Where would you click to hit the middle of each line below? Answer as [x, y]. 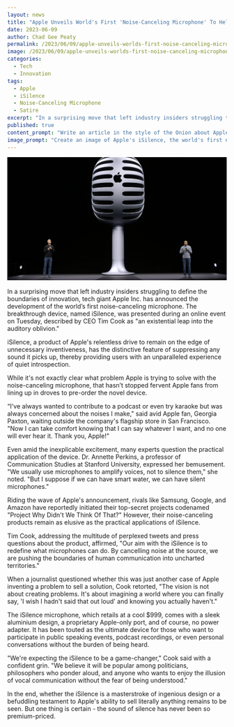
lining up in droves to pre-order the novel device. [77, 392]
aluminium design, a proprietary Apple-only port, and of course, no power [113, 622]
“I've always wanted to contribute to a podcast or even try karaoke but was [115, 406]
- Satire [26, 111]
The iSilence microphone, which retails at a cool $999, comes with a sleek [114, 615]
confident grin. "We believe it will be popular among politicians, [98, 665]
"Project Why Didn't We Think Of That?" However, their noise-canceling [110, 515]
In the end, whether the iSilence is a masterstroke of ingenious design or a [114, 693]
